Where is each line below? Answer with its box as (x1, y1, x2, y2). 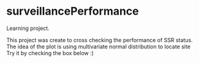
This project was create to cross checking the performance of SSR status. (6, 36, 193, 43)
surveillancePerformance (6, 4, 139, 18)
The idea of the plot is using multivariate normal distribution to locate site (6, 43, 191, 50)
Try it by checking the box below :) (6, 49, 94, 56)
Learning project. (6, 24, 50, 32)
